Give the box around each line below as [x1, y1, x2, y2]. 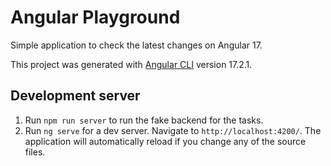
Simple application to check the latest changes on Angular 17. [10, 39, 263, 51]
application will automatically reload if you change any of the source [24, 135, 307, 147]
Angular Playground [10, 6, 181, 29]
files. [24, 146, 46, 158]
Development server [10, 87, 141, 105]
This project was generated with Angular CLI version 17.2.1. [10, 58, 253, 70]
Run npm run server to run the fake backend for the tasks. [24, 114, 264, 126]
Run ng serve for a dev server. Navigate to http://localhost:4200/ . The [24, 124, 322, 136]
